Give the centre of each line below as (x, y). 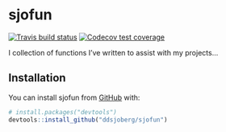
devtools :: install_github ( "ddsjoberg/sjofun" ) (88, 120)
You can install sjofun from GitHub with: (74, 97)
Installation (37, 78)
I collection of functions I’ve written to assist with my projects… (113, 52)
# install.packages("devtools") (63, 112)
